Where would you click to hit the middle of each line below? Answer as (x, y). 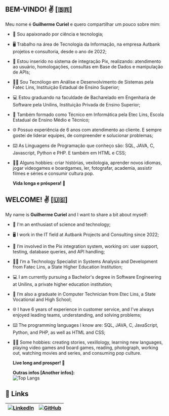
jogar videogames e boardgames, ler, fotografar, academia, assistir (82, 168)
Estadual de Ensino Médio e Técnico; (51, 120)
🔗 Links (17, 394)
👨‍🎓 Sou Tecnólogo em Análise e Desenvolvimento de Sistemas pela (83, 82)
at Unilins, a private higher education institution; (62, 284)
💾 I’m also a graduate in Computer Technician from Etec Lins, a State (84, 294)
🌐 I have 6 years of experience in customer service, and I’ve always (83, 309)
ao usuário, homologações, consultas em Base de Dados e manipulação (88, 66)
